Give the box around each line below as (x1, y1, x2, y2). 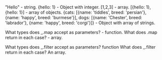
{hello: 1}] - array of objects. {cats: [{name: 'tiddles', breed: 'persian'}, (5, 9, 147, 15)
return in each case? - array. (5, 34, 63, 40)
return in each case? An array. (5, 49, 66, 55)
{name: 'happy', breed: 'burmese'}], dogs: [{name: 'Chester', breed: (5, 15, 142, 20)
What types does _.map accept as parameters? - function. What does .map (5, 30, 158, 35)
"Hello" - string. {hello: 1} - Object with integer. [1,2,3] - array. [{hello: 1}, (5, 4, 151, 10)
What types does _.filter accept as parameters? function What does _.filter (5, 44, 156, 50)
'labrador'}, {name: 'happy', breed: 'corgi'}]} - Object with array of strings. (5, 20, 156, 26)
